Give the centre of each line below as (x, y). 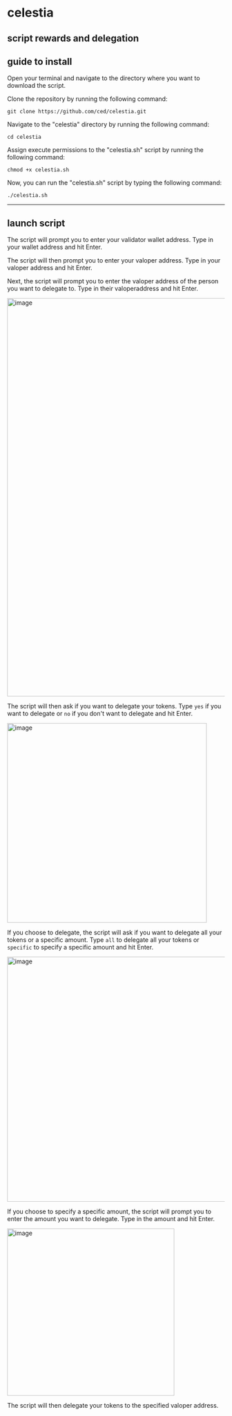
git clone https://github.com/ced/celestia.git (77, 112)
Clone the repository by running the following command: (87, 99)
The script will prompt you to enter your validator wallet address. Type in (110, 240)
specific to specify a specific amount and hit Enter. (80, 947)
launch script (36, 223)
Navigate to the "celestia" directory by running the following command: (108, 124)
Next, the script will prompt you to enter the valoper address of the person (113, 281)
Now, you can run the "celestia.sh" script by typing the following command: (115, 183)
